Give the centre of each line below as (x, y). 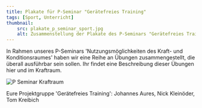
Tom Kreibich (23, 100)
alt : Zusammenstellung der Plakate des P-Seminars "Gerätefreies (101, 34)
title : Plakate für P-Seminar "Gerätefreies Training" (76, 12)
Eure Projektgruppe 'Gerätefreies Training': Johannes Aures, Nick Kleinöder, (101, 94)
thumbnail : (20, 23)
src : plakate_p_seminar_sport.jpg (60, 28)
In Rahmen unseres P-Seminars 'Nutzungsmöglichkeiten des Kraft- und (95, 51)
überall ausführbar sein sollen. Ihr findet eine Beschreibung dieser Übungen (100, 64)
